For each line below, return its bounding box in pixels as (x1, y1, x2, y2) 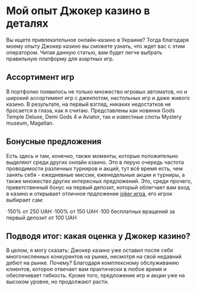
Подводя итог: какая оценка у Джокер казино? (6, 231, 191, 241)
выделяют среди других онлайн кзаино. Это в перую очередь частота (6, 159, 184, 166)
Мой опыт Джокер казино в (6, 4, 150, 18)
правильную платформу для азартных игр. (6, 55, 114, 62)
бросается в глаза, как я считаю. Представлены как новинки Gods (6, 106, 176, 114)
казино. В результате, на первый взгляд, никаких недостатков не (6, 101, 171, 108)
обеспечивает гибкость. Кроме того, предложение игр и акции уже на (6, 272, 185, 279)
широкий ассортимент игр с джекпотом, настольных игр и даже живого (6, 94, 190, 101)
